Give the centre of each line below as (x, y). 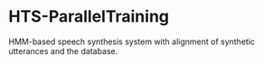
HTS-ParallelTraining (89, 17)
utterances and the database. (63, 50)
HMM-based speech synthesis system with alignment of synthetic (132, 41)
